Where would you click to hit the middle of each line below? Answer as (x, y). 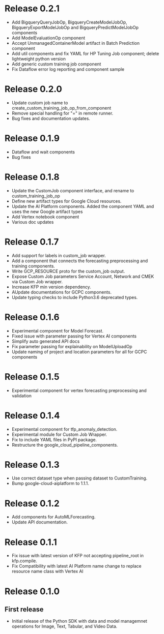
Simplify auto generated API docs (45, 341)
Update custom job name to (40, 103)
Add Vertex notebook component (45, 216)
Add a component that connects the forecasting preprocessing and (80, 261)
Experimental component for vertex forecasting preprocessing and (79, 390)
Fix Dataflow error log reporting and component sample (68, 69)
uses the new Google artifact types (47, 211)
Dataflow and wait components (43, 152)
